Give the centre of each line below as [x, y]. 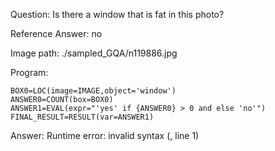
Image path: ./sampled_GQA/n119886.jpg [94, 53]
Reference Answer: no [56, 33]
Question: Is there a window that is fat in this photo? [117, 14]
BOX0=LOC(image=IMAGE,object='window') [93, 91]
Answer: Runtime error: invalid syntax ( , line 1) [105, 135]
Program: [29, 72]
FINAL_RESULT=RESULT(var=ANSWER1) [82, 117]
